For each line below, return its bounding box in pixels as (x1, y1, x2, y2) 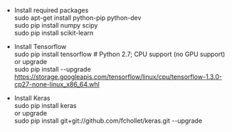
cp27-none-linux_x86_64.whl (14, 80, 100, 88)
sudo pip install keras (14, 101, 77, 109)
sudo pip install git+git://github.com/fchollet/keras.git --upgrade (14, 116, 203, 125)
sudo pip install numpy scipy (14, 21, 98, 29)
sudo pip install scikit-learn (14, 28, 94, 37)
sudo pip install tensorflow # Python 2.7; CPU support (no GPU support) (14, 50, 226, 58)
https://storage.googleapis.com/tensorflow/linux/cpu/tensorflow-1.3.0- (14, 72, 223, 81)
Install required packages (14, 6, 89, 14)
